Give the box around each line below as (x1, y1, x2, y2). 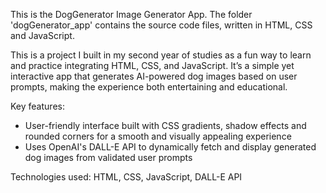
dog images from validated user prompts (24, 152, 193, 163)
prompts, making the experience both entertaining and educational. (10, 81, 288, 93)
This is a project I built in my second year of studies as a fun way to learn (10, 49, 312, 61)
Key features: (10, 100, 65, 112)
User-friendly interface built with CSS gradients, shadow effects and (24, 120, 307, 131)
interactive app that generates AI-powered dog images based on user (10, 70, 298, 82)
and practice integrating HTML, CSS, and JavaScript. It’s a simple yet (10, 60, 295, 71)
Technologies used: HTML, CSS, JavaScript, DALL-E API (10, 171, 243, 183)
